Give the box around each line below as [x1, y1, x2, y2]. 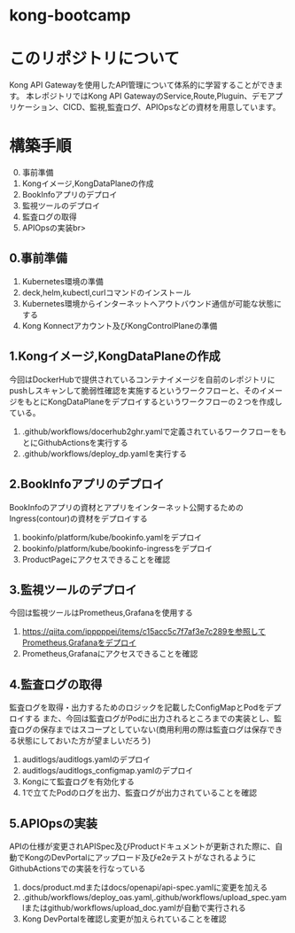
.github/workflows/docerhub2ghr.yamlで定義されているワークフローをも [21, 426, 287, 437]
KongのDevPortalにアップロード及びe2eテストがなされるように [24, 851, 257, 862]
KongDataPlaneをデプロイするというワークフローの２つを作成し [47, 396, 283, 407]
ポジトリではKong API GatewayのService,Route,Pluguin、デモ [41, 90, 268, 102]
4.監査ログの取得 [9, 677, 103, 692]
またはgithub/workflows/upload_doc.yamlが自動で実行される [24, 902, 246, 913]
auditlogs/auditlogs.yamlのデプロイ [21, 754, 151, 765]
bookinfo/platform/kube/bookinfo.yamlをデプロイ [21, 532, 202, 542]
